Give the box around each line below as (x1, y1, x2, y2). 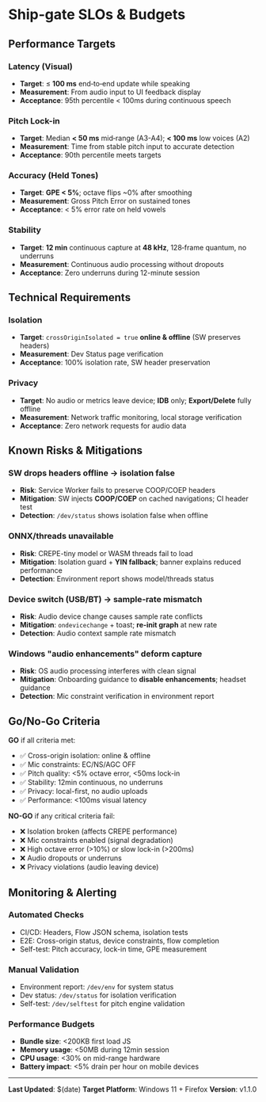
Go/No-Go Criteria (8, 715, 101, 728)
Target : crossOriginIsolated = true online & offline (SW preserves (19, 333, 241, 342)
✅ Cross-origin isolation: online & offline (19, 751, 151, 761)
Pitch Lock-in (8, 115, 61, 126)
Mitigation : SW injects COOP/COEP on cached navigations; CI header (19, 494, 249, 504)
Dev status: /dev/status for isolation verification (19, 990, 177, 1000)
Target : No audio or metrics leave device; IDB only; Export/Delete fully (19, 395, 252, 405)
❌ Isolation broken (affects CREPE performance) (19, 826, 178, 837)
